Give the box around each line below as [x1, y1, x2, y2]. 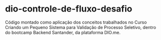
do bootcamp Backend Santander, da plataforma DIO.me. [5, 29, 121, 35]
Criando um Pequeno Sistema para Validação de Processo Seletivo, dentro [5, 24, 156, 30]
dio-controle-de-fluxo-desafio [5, 3, 133, 14]
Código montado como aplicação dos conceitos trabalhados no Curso [5, 19, 147, 25]
